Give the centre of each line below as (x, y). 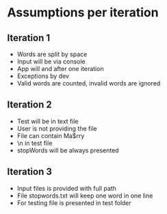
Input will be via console (51, 62)
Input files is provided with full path (66, 188)
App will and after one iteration (60, 69)
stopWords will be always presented (68, 150)
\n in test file (35, 143)
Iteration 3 (30, 172)
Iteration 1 (29, 38)
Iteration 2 (30, 105)
